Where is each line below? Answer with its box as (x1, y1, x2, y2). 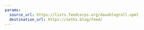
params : (5, 7, 21, 13)
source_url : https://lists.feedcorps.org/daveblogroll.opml (9, 12, 139, 17)
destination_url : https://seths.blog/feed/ (9, 17, 102, 22)
